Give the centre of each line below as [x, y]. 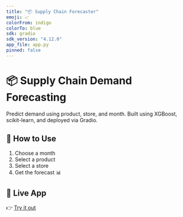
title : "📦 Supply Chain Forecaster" [52, 12]
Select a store [32, 165]
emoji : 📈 [18, 17]
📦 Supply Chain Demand [69, 80]
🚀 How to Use [31, 139]
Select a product [35, 159]
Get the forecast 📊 [38, 172]
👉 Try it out [21, 208]
